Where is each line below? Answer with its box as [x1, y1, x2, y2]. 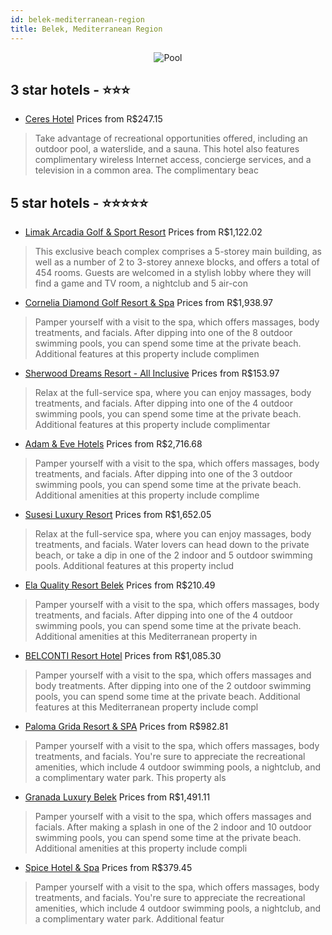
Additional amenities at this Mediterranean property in [34, 631, 258, 643]
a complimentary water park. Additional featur [34, 913, 225, 925]
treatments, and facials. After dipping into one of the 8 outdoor [34, 327, 293, 339]
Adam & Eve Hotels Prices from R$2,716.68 [24, 438, 203, 450]
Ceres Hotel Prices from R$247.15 [24, 113, 163, 125]
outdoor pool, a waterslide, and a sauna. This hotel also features [34, 143, 300, 155]
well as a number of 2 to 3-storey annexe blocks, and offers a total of [34, 256, 320, 268]
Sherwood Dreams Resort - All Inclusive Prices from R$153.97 [24, 367, 280, 380]
